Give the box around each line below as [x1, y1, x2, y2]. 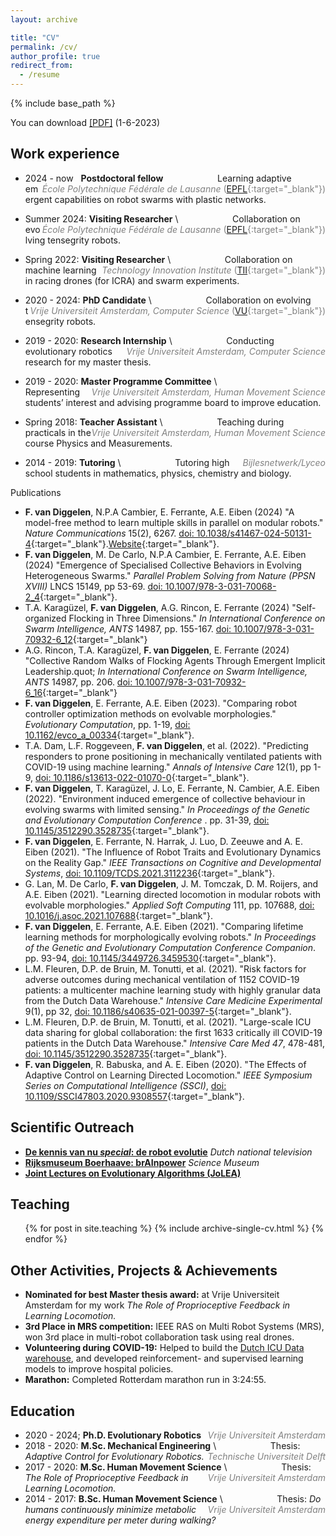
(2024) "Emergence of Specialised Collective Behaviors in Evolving [24, 559, 302, 571]
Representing [24, 386, 81, 398]
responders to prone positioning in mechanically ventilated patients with [24, 750, 322, 762]
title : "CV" [10, 32, 60, 43]
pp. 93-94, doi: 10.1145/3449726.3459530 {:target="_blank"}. [24, 952, 277, 964]
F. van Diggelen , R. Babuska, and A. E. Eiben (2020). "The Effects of [24, 1058, 307, 1070]
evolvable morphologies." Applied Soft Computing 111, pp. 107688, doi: [24, 899, 315, 911]
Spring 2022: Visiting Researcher [24, 253, 166, 265]
